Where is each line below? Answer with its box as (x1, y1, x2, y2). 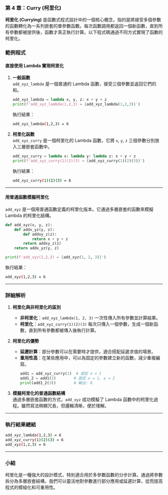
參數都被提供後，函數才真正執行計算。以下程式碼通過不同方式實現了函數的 (9, 29, 163, 36)
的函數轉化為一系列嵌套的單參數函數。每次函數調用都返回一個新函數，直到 (5, 23, 158, 29)
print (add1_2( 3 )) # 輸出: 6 (19, 380, 93, 385)
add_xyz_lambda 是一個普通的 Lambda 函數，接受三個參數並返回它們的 (12, 81, 156, 87)
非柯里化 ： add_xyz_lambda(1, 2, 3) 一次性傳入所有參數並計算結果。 (19, 315, 161, 321)
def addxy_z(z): (23, 232, 57, 237)
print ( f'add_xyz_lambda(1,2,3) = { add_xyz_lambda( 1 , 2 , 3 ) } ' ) (12, 102, 141, 107)
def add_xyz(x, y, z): (5, 222, 52, 227)
